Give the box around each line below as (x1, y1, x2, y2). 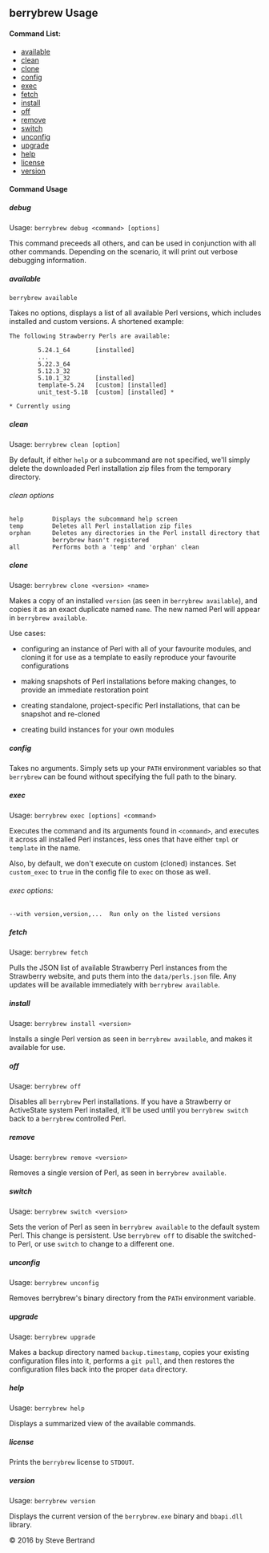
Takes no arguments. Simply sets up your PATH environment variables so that (9, 764, 262, 773)
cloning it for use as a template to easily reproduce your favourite (20, 653, 237, 663)
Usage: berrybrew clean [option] (9, 440, 121, 449)
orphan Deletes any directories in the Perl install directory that (9, 529, 261, 537)
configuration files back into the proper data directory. (9, 1364, 188, 1374)
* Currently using (9, 403, 70, 411)
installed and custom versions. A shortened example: (9, 317, 184, 326)
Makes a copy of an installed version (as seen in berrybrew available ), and (9, 596, 258, 606)
